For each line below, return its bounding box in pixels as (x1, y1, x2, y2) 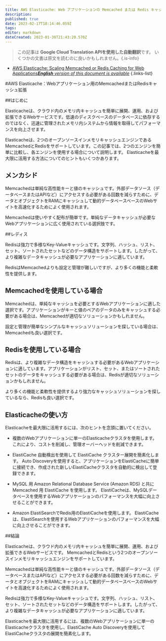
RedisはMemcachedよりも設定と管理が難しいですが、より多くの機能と (5, 264, 150, 270)
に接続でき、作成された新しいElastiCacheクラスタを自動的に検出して (12, 464, 153, 470)
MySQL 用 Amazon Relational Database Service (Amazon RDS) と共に (12, 481, 155, 487)
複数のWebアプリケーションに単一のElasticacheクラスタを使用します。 (12, 435, 157, 441)
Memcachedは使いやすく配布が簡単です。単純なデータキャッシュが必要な (5, 214, 156, 220)
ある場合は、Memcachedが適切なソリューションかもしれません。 (13, 313, 147, 319)
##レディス (5, 231, 28, 237)
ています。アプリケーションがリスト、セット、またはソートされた (26, 366, 161, 371)
